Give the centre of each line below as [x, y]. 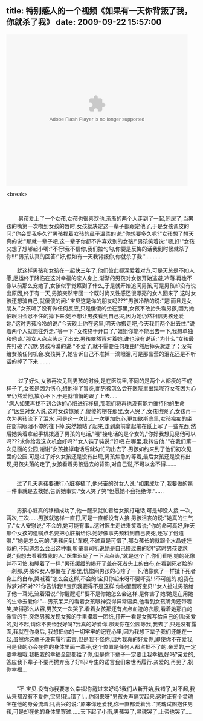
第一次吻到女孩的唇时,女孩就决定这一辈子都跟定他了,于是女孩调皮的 [106, 226]
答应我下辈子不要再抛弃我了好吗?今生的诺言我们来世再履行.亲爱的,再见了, [97, 662]
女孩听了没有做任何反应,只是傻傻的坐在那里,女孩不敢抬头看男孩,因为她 [107, 308]
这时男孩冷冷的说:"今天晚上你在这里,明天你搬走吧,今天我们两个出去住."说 [105, 323]
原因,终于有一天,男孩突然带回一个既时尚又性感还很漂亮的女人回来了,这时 [101, 293]
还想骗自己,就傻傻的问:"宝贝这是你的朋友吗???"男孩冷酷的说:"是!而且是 [99, 300]
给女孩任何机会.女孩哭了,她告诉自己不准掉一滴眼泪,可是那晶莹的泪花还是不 [99, 354]
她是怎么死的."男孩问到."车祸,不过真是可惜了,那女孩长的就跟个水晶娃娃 [105, 540]
